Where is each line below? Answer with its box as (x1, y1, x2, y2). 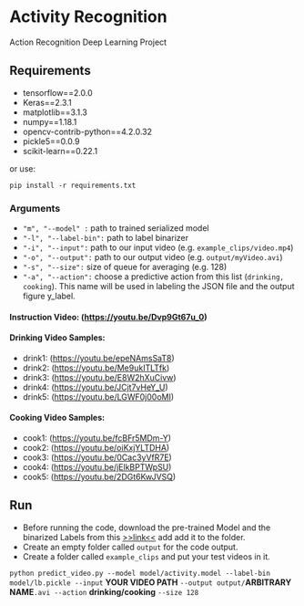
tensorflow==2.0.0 (22, 87, 93, 98)
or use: (9, 162, 36, 174)
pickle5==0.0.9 (22, 135, 80, 147)
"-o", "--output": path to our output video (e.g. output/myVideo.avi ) (22, 252, 284, 263)
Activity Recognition (9, 6, 167, 27)
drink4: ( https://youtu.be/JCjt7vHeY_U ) (22, 381, 168, 392)
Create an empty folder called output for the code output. (22, 541, 238, 552)
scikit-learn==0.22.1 (22, 145, 98, 156)
